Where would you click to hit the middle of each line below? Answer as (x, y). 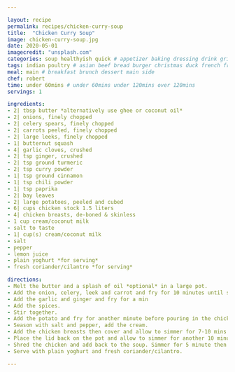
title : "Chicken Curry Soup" (51, 33)
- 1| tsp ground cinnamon (45, 176)
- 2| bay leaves (31, 195)
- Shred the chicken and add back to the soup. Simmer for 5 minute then (117, 345)
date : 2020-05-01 (33, 46)
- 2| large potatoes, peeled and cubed (65, 202)
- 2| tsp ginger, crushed (45, 156)
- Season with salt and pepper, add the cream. (78, 325)
